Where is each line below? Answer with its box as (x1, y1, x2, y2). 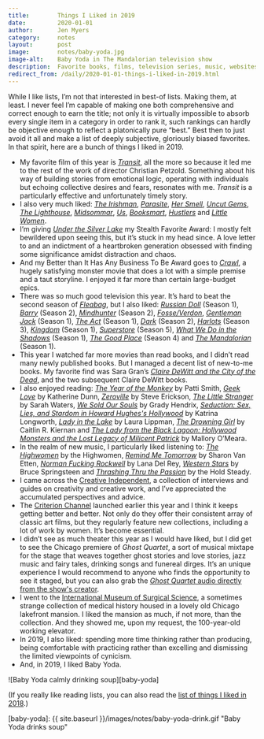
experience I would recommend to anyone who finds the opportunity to (19, 567, 251, 577)
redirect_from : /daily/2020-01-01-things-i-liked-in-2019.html (8, 70, 220, 78)
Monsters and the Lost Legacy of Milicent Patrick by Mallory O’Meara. (19, 433, 247, 443)
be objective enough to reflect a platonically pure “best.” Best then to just (8, 125, 245, 135)
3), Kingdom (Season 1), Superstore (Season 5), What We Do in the (19, 325, 237, 334)
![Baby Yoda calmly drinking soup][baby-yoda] (8, 674, 159, 684)
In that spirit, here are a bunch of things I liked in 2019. (8, 142, 185, 151)
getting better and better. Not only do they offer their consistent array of (19, 509, 253, 518)
